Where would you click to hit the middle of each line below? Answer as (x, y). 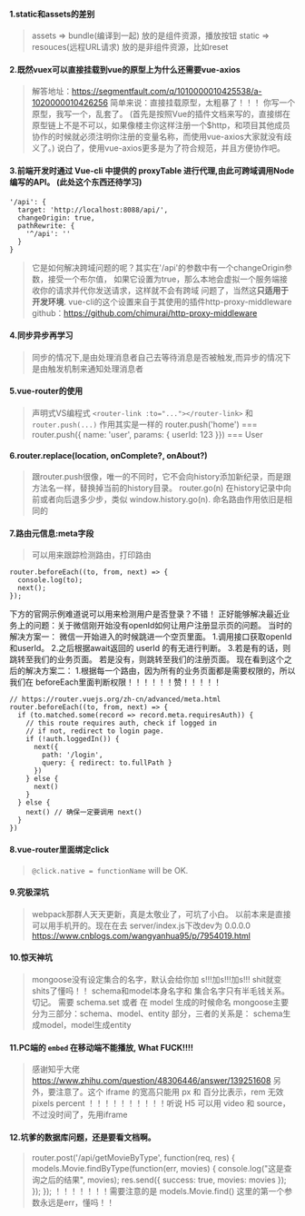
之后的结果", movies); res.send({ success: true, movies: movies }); (163, 1180)
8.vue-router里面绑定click (59, 850)
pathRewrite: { (46, 226)
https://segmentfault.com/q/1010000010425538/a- (167, 92)
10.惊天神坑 (31, 957)
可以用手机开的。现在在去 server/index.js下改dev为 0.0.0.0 (141, 925)
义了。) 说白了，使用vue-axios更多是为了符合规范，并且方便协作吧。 (158, 148)
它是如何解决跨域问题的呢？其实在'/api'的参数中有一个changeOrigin (157, 267)
